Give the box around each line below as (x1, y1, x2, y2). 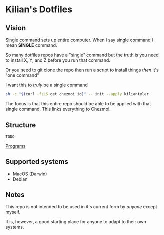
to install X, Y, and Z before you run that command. (5, 57, 110, 63)
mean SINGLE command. (5, 42, 57, 48)
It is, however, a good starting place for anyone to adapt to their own (5, 219, 146, 225)
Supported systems (5, 157, 69, 166)
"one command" (5, 72, 39, 78)
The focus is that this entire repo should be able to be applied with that (5, 100, 151, 106)
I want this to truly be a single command (5, 82, 88, 88)
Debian (12, 176, 28, 182)
